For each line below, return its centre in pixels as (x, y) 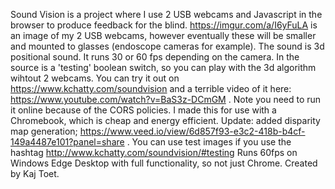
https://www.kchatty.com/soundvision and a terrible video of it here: (151, 88)
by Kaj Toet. (35, 173)
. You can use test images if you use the (209, 142)
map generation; (44, 131)
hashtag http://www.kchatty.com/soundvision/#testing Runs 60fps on (154, 152)
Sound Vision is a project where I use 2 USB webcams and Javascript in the (166, 14)
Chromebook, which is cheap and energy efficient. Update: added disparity (165, 120)
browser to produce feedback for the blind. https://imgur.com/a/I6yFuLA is (164, 25)
